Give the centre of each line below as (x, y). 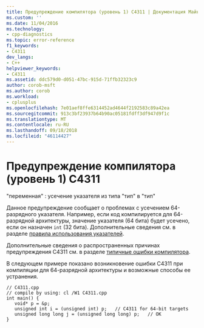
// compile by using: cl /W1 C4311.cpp (57, 293)
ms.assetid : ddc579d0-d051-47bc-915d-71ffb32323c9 (72, 80)
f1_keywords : (23, 46)
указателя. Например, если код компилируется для (105, 214)
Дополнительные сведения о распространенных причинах (83, 245)
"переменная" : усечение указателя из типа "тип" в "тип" (81, 196)
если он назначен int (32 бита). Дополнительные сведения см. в (91, 227)
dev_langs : (20, 57)
